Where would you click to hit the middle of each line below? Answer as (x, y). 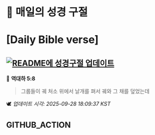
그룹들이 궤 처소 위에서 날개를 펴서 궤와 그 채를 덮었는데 (85, 91)
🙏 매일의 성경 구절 (47, 12)
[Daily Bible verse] (52, 40)
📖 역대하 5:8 (21, 79)
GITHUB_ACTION (39, 125)
